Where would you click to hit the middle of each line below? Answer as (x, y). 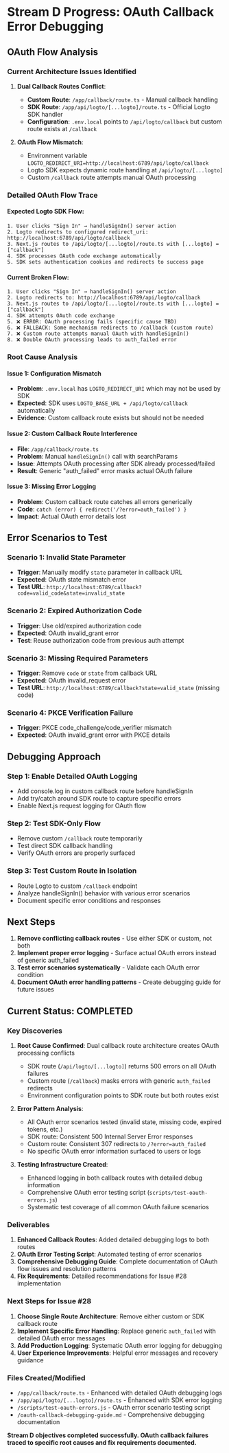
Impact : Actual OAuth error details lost (72, 516)
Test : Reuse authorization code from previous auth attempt (100, 640)
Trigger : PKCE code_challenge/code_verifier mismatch (94, 728)
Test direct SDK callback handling (65, 846)
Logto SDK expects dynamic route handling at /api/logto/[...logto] (125, 170)
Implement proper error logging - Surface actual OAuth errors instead (117, 953)
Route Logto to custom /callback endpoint (77, 886)
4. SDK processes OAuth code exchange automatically (84, 256)
